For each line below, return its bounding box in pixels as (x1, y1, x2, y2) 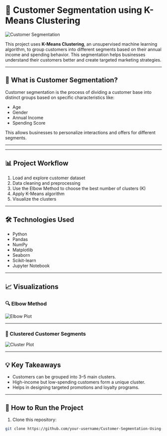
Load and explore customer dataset (12, 175, 85, 181)
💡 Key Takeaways (5, 361, 61, 369)
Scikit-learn (12, 258, 36, 264)
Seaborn (12, 252, 30, 258)
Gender (12, 109, 28, 115)
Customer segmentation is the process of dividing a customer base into (5, 89, 152, 95)
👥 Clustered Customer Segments (5, 330, 86, 337)
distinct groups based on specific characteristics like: (5, 94, 115, 100)
